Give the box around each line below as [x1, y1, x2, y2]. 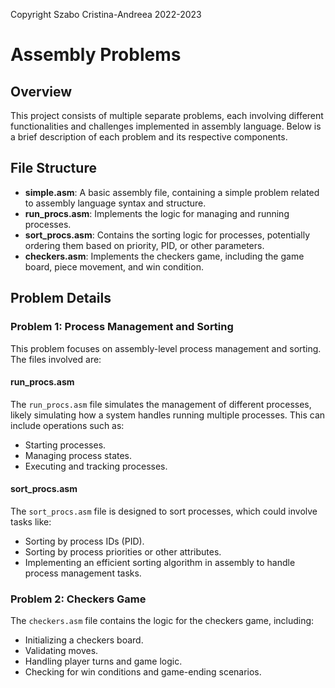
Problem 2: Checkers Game [10, 592, 147, 606]
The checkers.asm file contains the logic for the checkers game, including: [10, 615, 315, 627]
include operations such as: [10, 419, 125, 431]
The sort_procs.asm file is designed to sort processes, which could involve [10, 505, 318, 517]
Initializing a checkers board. [24, 634, 144, 646]
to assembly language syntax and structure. [24, 197, 207, 209]
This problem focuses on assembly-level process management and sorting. [10, 342, 322, 354]
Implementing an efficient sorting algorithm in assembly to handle [24, 556, 296, 568]
